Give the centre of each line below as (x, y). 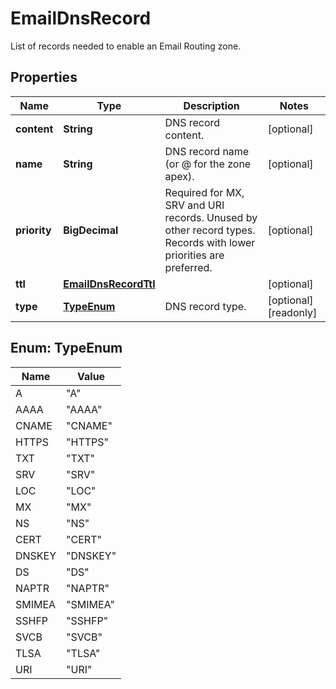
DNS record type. (205, 306)
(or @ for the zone (208, 164)
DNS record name (207, 151)
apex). (179, 176)
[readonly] (292, 312)
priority (33, 230)
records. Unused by (211, 217)
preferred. (188, 267)
